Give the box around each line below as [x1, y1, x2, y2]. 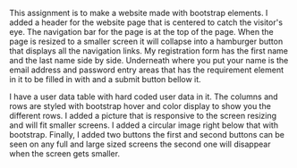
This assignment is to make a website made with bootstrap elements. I [9, 8, 268, 18]
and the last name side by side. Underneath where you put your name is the [9, 55, 289, 65]
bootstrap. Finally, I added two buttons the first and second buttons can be [9, 130, 284, 139]
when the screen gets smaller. [9, 148, 121, 159]
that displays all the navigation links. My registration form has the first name [9, 46, 289, 56]
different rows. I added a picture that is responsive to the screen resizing [9, 111, 277, 121]
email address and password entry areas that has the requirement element [9, 64, 284, 75]
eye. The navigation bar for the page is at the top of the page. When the [9, 27, 275, 37]
